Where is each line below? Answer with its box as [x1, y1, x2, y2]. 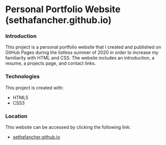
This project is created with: [5, 84, 64, 91]
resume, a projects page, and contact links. [5, 60, 96, 67]
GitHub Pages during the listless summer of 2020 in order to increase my [5, 49, 159, 55]
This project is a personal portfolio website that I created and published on [5, 44, 161, 50]
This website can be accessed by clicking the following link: [5, 124, 131, 130]
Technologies [5, 73, 40, 80]
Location [5, 112, 28, 120]
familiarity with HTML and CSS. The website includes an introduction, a [5, 55, 155, 61]
